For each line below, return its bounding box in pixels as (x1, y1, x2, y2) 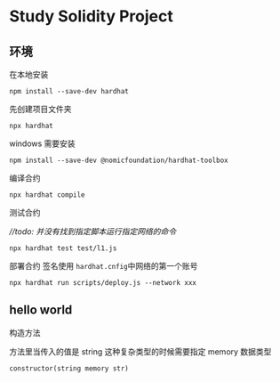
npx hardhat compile (9, 191, 86, 199)
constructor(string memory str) (9, 363, 129, 373)
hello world (9, 303, 73, 318)
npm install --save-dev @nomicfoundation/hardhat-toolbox (9, 156, 228, 165)
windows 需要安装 (9, 138, 76, 149)
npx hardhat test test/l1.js (9, 244, 117, 253)
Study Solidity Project (9, 6, 173, 27)
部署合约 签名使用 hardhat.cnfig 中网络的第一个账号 (9, 261, 198, 271)
